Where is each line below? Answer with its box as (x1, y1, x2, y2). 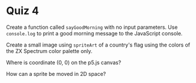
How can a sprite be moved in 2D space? (6, 70, 106, 77)
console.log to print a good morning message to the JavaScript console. (6, 29, 183, 36)
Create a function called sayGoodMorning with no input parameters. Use (6, 24, 178, 31)
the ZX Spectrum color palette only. (6, 47, 93, 54)
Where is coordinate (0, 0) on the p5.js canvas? (6, 59, 122, 66)
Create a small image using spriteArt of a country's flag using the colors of (6, 41, 191, 48)
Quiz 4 (6, 4, 40, 18)
